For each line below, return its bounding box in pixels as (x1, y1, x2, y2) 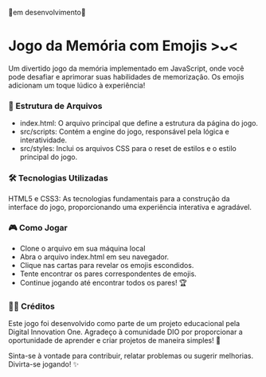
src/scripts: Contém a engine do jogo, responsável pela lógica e (19, 127, 229, 137)
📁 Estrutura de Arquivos (8, 100, 103, 111)
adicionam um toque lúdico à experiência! (8, 80, 146, 90)
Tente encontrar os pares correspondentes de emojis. (19, 269, 197, 278)
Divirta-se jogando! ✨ (8, 360, 80, 369)
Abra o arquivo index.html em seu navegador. (19, 251, 170, 262)
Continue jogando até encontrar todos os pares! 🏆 (19, 278, 187, 287)
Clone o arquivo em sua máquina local (19, 243, 146, 253)
